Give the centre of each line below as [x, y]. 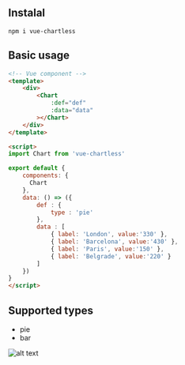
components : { [45, 176]
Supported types [51, 310]
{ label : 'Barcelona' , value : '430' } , [114, 242]
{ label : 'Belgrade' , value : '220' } [111, 256]
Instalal [27, 13]
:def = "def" [68, 103]
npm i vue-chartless [42, 31]
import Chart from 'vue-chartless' [67, 154]
